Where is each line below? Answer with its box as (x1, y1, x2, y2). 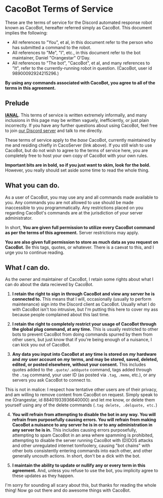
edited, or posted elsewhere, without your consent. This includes (12, 362, 146, 367)
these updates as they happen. (12, 473, 74, 479)
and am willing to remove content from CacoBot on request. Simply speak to (5, 392, 158, 398)
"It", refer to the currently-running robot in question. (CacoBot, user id (12, 65, 152, 71)
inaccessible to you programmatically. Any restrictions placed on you (5, 205, 144, 211)
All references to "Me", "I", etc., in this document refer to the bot (12, 50, 141, 56)
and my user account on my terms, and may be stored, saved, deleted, (12, 357, 158, 363)
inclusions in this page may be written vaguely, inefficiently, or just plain (5, 117, 149, 123)
